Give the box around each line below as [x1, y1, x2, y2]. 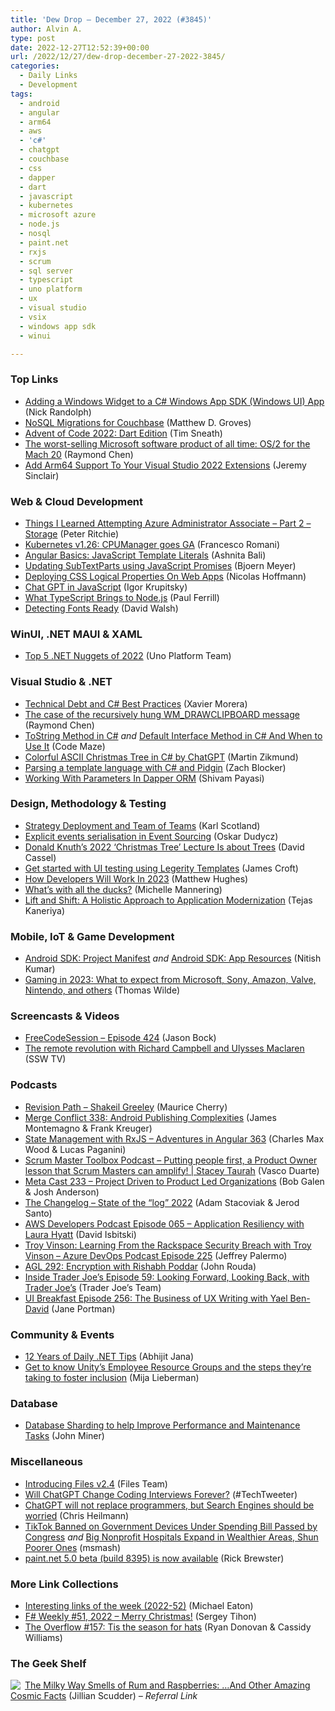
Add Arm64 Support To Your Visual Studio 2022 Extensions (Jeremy [24, 459, 307, 471]
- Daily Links [19, 71, 78, 81]
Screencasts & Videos [10, 1009, 120, 1023]
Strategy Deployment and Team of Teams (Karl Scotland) [24, 819, 261, 831]
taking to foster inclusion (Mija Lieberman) [24, 1372, 200, 1384]
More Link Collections [10, 1577, 119, 1591]
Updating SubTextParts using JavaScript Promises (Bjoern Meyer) [24, 559, 297, 571]
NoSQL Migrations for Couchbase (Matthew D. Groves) [24, 416, 252, 428]
